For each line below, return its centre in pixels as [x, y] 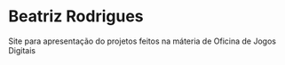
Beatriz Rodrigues [76, 16]
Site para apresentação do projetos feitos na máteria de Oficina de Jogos [142, 41]
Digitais [22, 50]
